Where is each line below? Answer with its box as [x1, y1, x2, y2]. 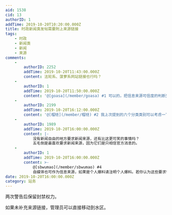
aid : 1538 [5, 7, 27, 13]
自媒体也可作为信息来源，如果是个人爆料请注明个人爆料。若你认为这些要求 [32, 169, 166, 175]
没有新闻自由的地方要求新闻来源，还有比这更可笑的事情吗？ [32, 136, 140, 141]
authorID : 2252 [24, 64, 56, 70]
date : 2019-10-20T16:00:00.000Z [5, 174, 74, 179]
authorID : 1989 [24, 121, 56, 127]
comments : [5, 55, 27, 60]
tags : [5, 31, 17, 36]
